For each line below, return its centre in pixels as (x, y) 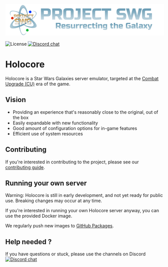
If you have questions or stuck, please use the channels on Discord (75, 254)
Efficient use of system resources (48, 133)
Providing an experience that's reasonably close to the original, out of (85, 112)
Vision (16, 100)
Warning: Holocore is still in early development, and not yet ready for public (84, 195)
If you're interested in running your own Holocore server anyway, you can (82, 211)
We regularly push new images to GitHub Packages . (60, 226)
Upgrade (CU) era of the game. (38, 84)
